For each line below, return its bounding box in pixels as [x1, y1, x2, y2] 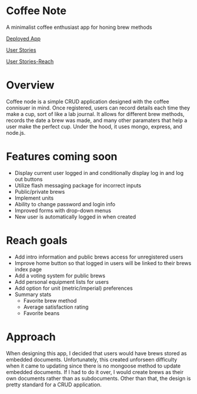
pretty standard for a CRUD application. [6, 381, 102, 388]
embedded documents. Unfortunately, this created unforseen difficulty [6, 356, 178, 363]
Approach [6, 330, 56, 343]
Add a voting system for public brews [14, 272, 106, 279]
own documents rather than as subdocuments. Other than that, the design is [6, 375, 191, 382]
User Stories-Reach [6, 58, 54, 65]
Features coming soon [6, 150, 118, 163]
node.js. [6, 129, 26, 136]
